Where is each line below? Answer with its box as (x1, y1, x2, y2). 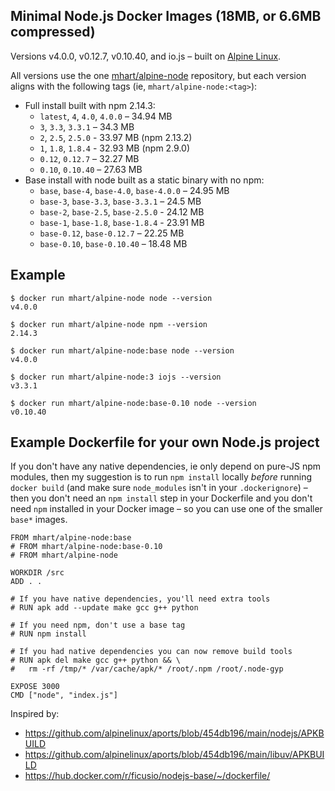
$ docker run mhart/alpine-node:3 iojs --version (10, 372, 222, 382)
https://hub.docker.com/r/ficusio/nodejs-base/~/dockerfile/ (24, 770, 271, 782)
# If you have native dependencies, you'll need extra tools (10, 594, 271, 604)
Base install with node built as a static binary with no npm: (24, 174, 265, 186)
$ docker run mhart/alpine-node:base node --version (10, 345, 235, 356)
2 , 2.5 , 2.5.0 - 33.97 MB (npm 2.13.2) (39, 131, 193, 143)
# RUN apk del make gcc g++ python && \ (10, 655, 182, 666)
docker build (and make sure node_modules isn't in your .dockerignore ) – (10, 482, 308, 494)
